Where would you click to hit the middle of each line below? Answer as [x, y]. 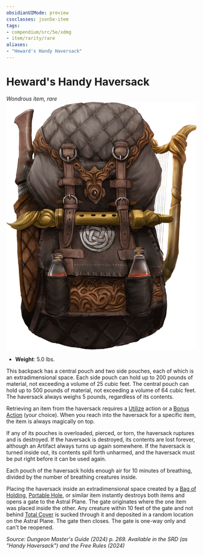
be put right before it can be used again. [56, 459]
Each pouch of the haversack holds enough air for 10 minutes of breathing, [99, 470]
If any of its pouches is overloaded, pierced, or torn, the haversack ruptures [100, 433]
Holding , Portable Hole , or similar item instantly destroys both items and [96, 495]
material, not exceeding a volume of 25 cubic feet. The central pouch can [98, 384]
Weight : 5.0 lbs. [35, 359]
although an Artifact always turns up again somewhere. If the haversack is [98, 446]
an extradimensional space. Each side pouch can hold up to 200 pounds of [100, 377]
